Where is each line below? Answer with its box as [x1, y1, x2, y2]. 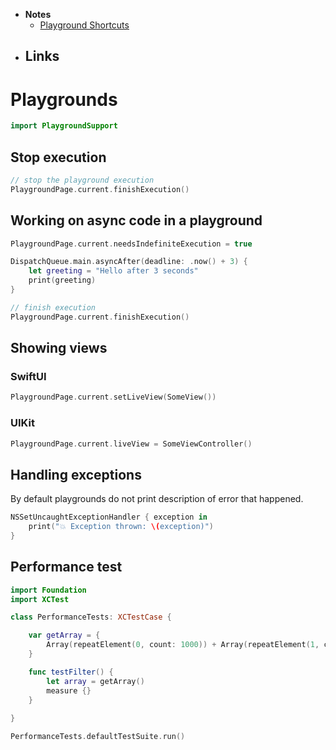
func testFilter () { [28, 667, 114, 677]
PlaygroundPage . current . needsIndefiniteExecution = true [10, 239, 253, 249]
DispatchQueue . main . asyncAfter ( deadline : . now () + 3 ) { [10, 257, 248, 267]
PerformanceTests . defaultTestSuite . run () [10, 732, 186, 742]
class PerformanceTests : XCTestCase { [10, 612, 172, 623]
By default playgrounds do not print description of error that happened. [10, 493, 304, 505]
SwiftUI [10, 370, 47, 384]
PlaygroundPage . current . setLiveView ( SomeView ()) [10, 392, 217, 403]
